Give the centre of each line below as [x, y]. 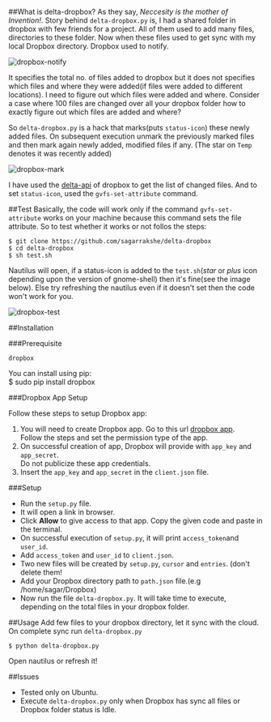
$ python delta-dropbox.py [54, 646]
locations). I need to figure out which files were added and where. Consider [134, 95]
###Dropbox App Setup [48, 397]
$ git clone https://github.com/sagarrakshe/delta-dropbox [110, 241]
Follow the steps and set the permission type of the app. [114, 438]
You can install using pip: [50, 373]
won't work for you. [41, 296]
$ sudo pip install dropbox [52, 382]
